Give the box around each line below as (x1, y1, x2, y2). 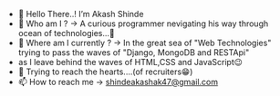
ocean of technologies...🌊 (17, 28, 116, 38)
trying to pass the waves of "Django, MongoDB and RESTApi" (17, 47, 250, 58)
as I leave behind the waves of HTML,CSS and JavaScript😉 (17, 57, 244, 67)
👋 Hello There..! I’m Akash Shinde (17, 9, 144, 19)
